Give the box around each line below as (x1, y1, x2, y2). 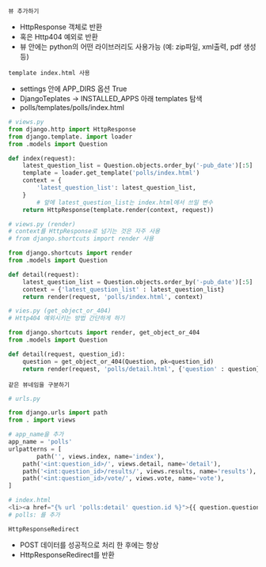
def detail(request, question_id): (8, 350, 126, 358)
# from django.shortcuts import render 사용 (8, 235, 154, 243)
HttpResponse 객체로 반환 (19, 22, 103, 32)
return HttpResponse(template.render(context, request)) (22, 206, 215, 214)
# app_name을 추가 (8, 430, 64, 439)
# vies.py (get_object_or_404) (8, 307, 112, 315)
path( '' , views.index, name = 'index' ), (36, 452, 165, 460)
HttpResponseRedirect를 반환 (19, 550, 115, 559)
